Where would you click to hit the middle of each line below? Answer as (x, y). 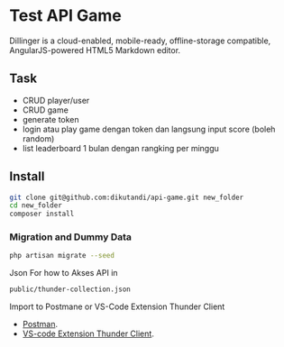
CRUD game (46, 110)
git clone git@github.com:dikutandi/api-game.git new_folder (127, 197)
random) (38, 138)
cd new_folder (36, 205)
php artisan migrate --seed (62, 256)
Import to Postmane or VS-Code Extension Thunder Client (117, 306)
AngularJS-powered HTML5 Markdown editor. (95, 50)
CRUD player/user (56, 100)
